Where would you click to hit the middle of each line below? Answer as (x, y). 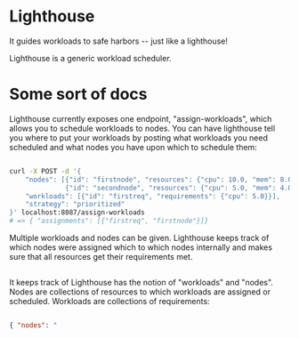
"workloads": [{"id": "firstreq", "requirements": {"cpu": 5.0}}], (153, 196)
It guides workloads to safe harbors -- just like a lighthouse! (119, 41)
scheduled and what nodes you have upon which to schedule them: (133, 147)
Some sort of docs (78, 94)
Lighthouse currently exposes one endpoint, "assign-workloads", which (141, 118)
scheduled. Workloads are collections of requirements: (110, 302)
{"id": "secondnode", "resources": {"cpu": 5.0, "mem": (171, 188)
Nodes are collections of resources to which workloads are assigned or (140, 292)
